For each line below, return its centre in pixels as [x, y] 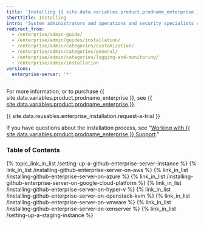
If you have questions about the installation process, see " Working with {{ [98, 128]
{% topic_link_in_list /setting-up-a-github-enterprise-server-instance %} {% [102, 163]
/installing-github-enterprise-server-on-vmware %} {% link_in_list [89, 202]
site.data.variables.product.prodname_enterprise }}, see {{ [80, 98]
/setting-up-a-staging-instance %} [50, 215]
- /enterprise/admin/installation [55, 63]
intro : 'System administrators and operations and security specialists [100, 23]
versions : [19, 68]
